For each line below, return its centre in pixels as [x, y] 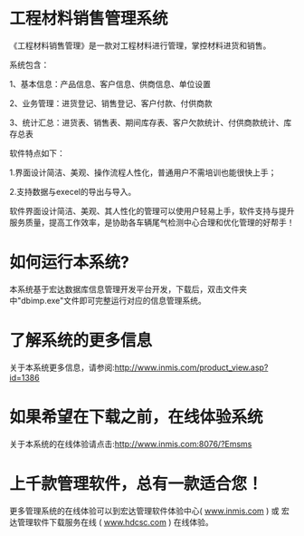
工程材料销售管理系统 [89, 19]
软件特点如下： [37, 153]
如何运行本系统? [69, 263]
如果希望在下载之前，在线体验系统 [137, 417]
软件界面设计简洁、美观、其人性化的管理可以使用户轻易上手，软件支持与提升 [152, 210]
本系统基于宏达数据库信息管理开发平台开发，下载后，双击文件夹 [128, 289]
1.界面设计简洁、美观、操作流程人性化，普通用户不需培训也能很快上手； [143, 172]
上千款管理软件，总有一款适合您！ [137, 484]
